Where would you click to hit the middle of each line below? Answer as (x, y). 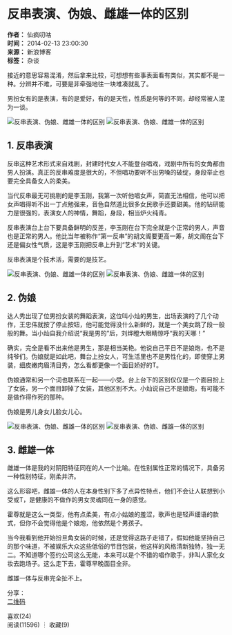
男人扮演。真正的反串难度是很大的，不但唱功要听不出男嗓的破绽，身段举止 (113, 172)
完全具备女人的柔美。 (43, 181)
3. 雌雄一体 (31, 450)
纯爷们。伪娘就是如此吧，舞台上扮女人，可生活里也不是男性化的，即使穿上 (113, 356)
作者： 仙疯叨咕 (29, 35)
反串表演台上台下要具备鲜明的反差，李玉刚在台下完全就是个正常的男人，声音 (116, 227)
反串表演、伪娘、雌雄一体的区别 (98, 14)
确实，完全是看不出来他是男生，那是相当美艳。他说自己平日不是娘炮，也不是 (116, 348)
